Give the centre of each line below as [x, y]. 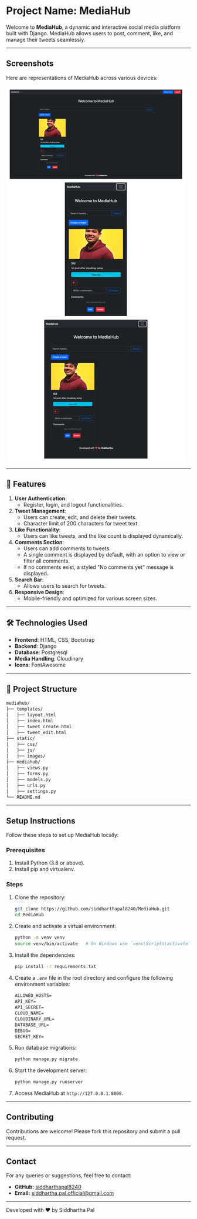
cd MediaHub [29, 915]
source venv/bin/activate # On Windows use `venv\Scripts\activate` [103, 944]
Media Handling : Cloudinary [49, 659]
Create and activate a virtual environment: [65, 926]
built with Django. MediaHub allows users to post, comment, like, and [89, 33]
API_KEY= [25, 1001]
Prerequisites [26, 850]
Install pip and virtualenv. [45, 869]
